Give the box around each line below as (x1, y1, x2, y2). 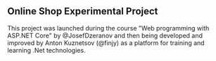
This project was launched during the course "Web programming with (7, 24, 210, 32)
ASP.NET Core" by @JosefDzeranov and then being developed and (7, 31, 203, 40)
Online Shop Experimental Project (7, 6, 158, 17)
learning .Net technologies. (7, 46, 86, 54)
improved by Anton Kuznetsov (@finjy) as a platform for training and (7, 38, 205, 47)
